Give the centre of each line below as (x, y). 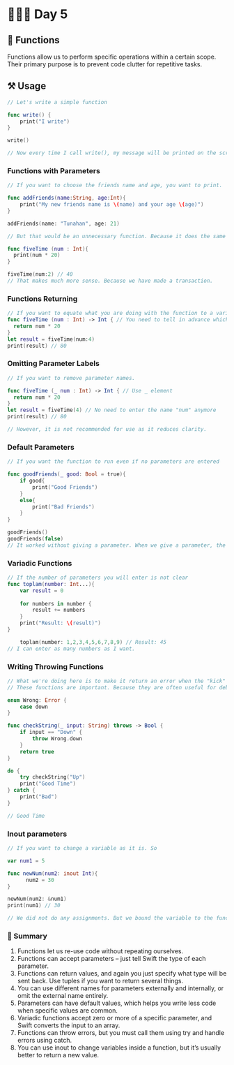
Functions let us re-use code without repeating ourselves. (100, 951)
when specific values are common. (68, 1011)
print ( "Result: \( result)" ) (60, 623)
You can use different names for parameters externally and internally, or (120, 988)
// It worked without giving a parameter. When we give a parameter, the (117, 545)
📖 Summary (27, 936)
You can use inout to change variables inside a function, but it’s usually (119, 1048)
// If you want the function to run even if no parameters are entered (113, 462)
